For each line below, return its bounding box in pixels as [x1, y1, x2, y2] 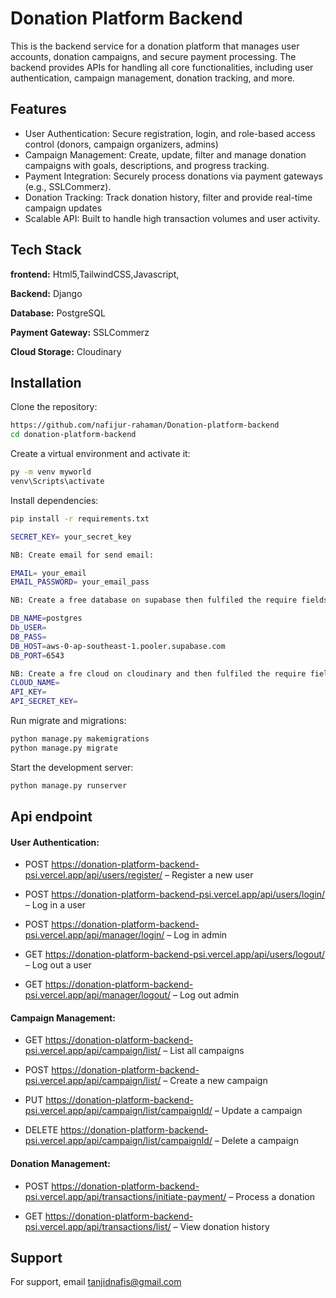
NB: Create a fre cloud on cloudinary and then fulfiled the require [10, 668, 307, 679]
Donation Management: [10, 1158, 111, 1170]
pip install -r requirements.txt [10, 513, 150, 524]
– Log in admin [166, 929, 228, 941]
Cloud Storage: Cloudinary [10, 345, 122, 357]
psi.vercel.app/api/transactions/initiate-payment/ [24, 1190, 227, 1202]
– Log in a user [24, 899, 87, 911]
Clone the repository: [10, 401, 98, 413]
